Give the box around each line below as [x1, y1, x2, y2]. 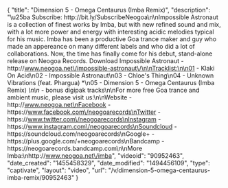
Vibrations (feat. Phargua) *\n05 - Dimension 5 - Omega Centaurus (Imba [7, 79, 215, 86]
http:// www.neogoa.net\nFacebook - [7, 101, 111, 108]
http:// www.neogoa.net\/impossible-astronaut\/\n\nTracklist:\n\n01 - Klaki [7, 64, 215, 72]
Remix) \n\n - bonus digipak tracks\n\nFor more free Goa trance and [7, 86, 200, 94]
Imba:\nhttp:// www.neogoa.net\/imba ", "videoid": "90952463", [7, 152, 184, 160]
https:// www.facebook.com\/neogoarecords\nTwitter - [7, 108, 161, 116]
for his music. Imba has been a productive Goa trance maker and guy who [7, 35, 217, 43]
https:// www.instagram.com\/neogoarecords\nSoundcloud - [7, 123, 177, 130]
